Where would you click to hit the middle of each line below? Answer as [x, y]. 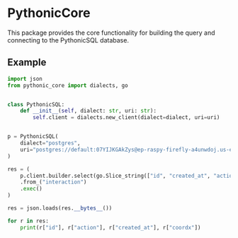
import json [25, 79]
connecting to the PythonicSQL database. [68, 40]
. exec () [31, 189]
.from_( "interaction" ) [53, 182]
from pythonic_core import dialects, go [68, 85]
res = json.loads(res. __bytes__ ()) [60, 208]
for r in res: [28, 221]
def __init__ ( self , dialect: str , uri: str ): [89, 111]
